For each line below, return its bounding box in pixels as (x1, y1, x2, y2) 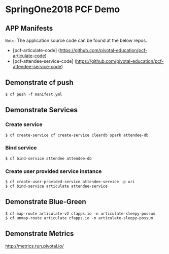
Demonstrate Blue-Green (5, 197, 86, 206)
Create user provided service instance (5, 167, 102, 174)
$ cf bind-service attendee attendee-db (5, 156, 92, 161)
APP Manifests (5, 24, 53, 33)
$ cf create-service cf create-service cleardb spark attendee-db (5, 133, 149, 138)
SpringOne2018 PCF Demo (5, 4, 120, 15)
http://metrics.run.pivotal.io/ (5, 243, 64, 249)
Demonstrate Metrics (5, 230, 74, 238)
